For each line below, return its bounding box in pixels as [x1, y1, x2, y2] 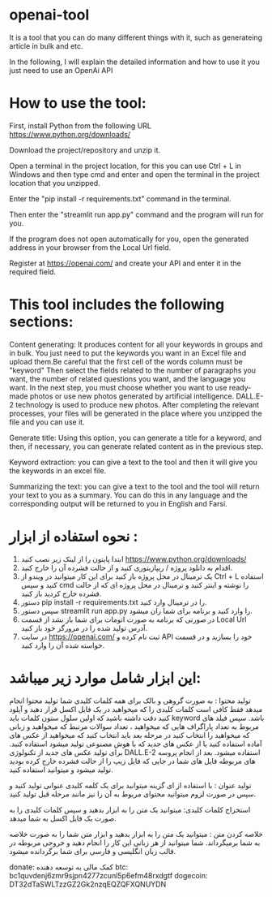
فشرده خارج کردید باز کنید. [20, 589, 102, 598]
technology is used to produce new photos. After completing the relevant [15, 399, 260, 409]
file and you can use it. [9, 416, 85, 427]
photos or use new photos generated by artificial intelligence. [29, 391, 235, 401]
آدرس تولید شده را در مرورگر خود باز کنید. [20, 623, 148, 632]
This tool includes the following [9, 295, 225, 314]
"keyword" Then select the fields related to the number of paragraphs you [9, 365, 257, 375]
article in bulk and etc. [9, 41, 83, 50]
